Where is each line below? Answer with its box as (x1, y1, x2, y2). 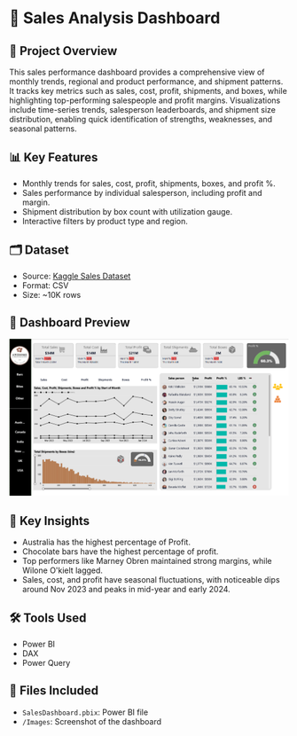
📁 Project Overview (9, 43, 118, 59)
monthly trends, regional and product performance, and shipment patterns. (9, 76, 284, 87)
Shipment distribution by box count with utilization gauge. (21, 206, 233, 216)
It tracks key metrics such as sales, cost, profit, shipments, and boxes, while (9, 86, 288, 96)
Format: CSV (21, 279, 69, 291)
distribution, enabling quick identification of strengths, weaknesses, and (9, 114, 273, 124)
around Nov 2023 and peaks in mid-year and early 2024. (21, 584, 231, 595)
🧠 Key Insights (9, 513, 90, 529)
